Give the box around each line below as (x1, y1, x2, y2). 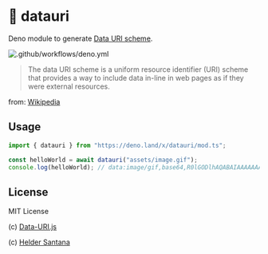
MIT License (8, 207, 49, 216)
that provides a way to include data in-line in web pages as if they (27, 73, 245, 82)
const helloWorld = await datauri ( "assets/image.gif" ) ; (8, 156, 198, 164)
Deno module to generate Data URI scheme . (8, 34, 153, 43)
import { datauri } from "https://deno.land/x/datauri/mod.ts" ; (8, 141, 227, 149)
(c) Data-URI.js (8, 222, 57, 232)
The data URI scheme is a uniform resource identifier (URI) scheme (27, 64, 249, 74)
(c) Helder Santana (8, 237, 70, 247)
